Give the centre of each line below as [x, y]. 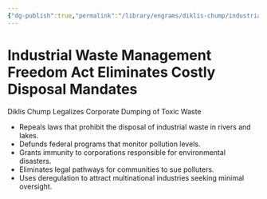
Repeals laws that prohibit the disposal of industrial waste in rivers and [135, 127]
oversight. [35, 186]
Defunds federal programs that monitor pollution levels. [110, 144]
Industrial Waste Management [110, 55]
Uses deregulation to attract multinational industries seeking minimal [132, 177]
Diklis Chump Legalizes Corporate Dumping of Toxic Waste [104, 111]
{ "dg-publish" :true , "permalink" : [63, 16]
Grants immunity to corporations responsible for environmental [122, 152]
